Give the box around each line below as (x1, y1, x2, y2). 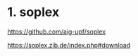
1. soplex (7, 4, 60, 20)
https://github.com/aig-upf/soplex (7, 27, 106, 36)
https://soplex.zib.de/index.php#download (7, 41, 131, 49)
